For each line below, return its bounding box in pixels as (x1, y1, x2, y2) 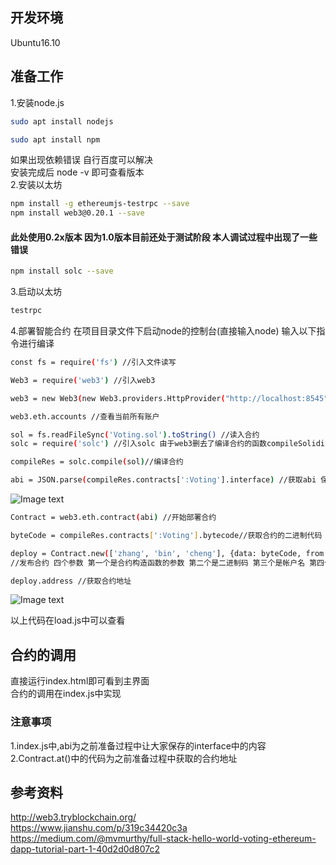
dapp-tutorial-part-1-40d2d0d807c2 (10, 843, 161, 855)
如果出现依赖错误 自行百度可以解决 (10, 154, 153, 166)
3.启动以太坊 (10, 286, 63, 298)
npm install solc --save (10, 266, 114, 277)
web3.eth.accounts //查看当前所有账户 (10, 411, 160, 422)
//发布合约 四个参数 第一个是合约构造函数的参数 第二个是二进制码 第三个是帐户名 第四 (10, 558, 325, 568)
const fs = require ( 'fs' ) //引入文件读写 (10, 358, 177, 368)
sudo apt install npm (10, 134, 101, 145)
